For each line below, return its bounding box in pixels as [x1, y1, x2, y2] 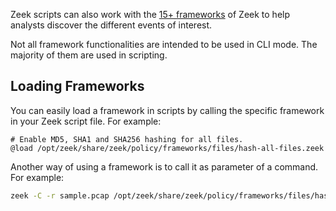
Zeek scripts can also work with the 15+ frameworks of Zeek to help [10, 9, 291, 20]
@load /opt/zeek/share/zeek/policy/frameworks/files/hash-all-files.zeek [10, 143, 325, 153]
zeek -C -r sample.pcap [10, 190, 110, 201]
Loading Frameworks [10, 78, 145, 95]
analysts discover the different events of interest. [10, 19, 213, 31]
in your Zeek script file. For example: [10, 115, 162, 127]
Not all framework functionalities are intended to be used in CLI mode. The [10, 39, 318, 50]
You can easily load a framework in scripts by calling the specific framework [10, 104, 325, 116]
